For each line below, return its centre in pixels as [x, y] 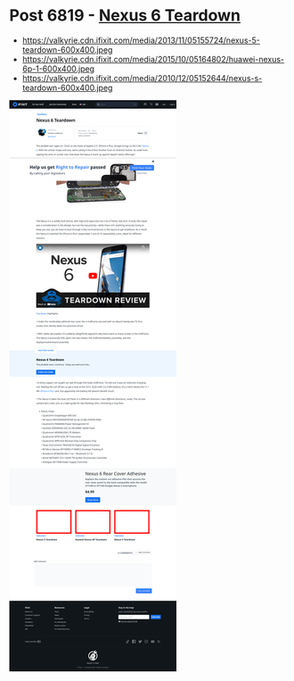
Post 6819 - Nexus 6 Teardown [125, 16]
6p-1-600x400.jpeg [58, 69]
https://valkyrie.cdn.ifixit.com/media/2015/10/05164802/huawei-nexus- [153, 59]
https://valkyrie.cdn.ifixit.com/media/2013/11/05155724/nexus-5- [141, 40]
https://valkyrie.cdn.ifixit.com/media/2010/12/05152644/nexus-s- [142, 78]
